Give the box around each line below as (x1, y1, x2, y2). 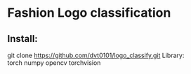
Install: (7, 33, 39, 45)
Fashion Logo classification (7, 5, 171, 21)
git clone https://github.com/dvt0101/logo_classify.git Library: (7, 51, 185, 59)
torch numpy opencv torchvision (7, 59, 101, 67)
